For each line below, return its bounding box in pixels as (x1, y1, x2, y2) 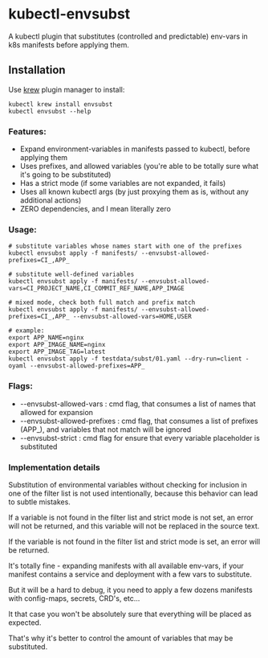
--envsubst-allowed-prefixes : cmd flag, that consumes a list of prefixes (19, 416, 258, 426)
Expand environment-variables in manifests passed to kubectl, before (19, 144, 250, 154)
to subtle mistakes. (8, 496, 71, 507)
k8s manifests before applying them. (8, 39, 130, 49)
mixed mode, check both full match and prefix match (15, 298, 196, 306)
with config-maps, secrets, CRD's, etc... (8, 593, 140, 603)
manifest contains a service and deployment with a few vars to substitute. (8, 569, 253, 579)
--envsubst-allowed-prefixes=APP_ (29, 362, 146, 370)
